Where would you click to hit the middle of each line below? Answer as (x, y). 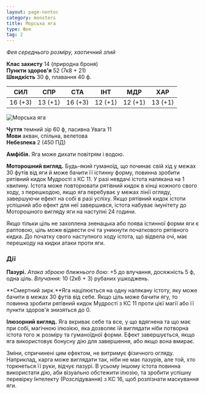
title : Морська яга (31, 23)
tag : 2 (15, 35)
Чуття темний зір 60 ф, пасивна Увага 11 (59, 130)
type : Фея (19, 29)
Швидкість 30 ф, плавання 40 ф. (49, 77)
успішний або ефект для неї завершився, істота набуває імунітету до (96, 205)
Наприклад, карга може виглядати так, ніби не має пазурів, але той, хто (101, 360)
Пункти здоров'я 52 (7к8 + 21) (46, 70)
